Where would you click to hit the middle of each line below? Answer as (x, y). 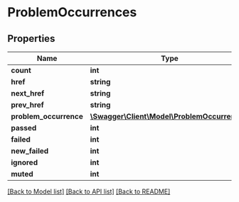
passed (24, 128)
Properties (31, 39)
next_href (28, 93)
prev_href (27, 105)
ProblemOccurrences (72, 12)
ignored (24, 162)
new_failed (30, 151)
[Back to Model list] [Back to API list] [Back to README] (89, 191)
